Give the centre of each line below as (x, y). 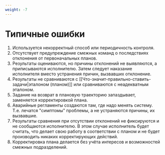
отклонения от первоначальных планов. (55, 58)
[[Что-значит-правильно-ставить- (115, 79)
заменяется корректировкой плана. (50, 100)
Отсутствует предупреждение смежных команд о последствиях (80, 53)
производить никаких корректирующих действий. (65, 136)
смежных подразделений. (40, 147)
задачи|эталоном (31, 84)
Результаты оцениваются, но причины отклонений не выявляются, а (84, 63)
